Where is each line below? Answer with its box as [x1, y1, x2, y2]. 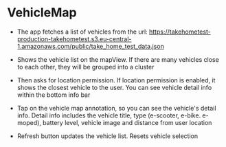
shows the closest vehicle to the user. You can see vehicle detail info [16, 83, 212, 91]
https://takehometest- [148, 27, 211, 36]
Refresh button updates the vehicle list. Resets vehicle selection [16, 132, 198, 140]
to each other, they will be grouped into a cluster [16, 63, 155, 71]
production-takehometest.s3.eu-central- [16, 34, 132, 43]
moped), [16, 118, 41, 126]
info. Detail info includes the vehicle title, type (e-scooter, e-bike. [16, 111, 201, 120]
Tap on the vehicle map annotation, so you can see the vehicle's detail [16, 104, 216, 112]
